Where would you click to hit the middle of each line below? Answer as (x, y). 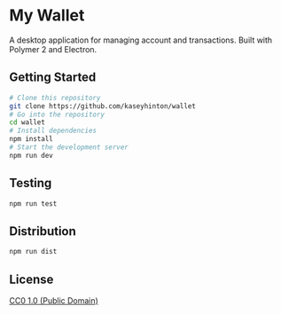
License (31, 279)
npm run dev (31, 155)
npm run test (33, 204)
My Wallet (47, 16)
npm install (31, 139)
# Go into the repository (57, 114)
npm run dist (33, 252)
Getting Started (53, 78)
